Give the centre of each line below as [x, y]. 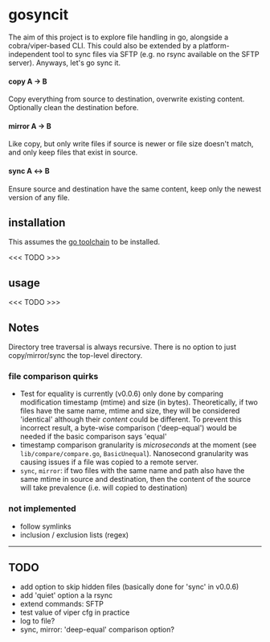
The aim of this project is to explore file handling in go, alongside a [119, 37]
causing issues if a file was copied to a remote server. [109, 462]
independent [29, 54]
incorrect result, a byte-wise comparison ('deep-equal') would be [128, 428]
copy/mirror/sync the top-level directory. [76, 355]
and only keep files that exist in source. [73, 152]
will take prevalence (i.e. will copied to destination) [104, 488]
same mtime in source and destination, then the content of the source [135, 479]
